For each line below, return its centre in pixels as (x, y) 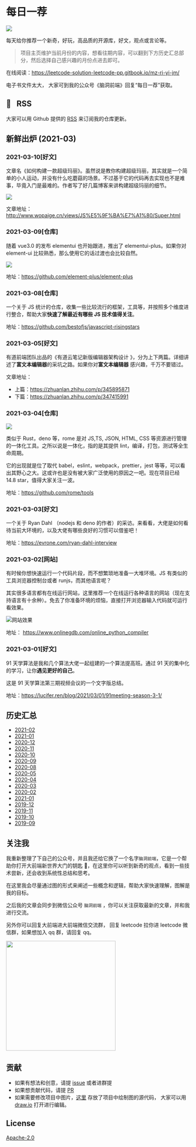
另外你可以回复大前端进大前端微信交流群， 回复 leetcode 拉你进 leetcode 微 (97, 925)
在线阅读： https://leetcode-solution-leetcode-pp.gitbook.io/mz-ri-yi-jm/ (93, 72)
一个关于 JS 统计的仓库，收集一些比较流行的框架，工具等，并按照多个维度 (95, 307)
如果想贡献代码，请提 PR (44, 1090)
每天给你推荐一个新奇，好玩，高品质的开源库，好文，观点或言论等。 (88, 40)
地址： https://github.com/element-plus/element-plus (69, 276)
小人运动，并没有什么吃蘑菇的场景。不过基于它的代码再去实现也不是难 (100, 178)
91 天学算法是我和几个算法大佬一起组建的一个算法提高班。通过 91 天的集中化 (98, 663)
